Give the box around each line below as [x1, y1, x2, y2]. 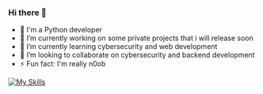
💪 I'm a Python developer [19, 25, 103, 35]
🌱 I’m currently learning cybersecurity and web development [19, 42, 218, 51]
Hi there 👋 [8, 7, 48, 18]
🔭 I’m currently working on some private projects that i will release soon [19, 33, 253, 43]
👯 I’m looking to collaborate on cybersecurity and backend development [19, 51, 255, 60]
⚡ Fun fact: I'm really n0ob [19, 59, 106, 69]
